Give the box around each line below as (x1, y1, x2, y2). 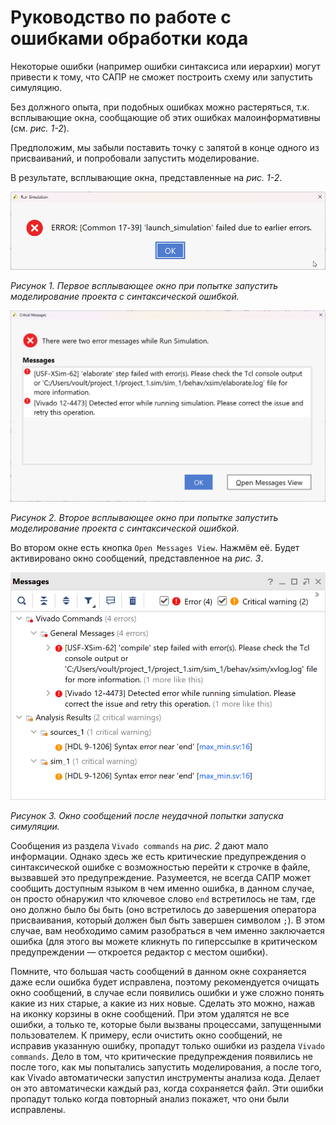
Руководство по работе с (10, 6, 232, 29)
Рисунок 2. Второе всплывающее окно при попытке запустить (10, 511, 279, 523)
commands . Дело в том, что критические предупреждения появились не (10, 1050, 313, 1062)
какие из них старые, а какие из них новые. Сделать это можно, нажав (10, 997, 316, 1009)
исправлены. (10, 1103, 66, 1115)
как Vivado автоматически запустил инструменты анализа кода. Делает (10, 1071, 320, 1083)
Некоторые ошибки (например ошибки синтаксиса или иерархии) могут (10, 60, 321, 72)
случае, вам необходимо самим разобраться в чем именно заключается (10, 924, 325, 936)
